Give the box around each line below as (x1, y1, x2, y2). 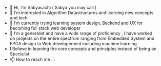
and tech (9, 15, 28, 20)
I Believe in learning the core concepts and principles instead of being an (9, 46, 157, 51)
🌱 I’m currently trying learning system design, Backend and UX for (9, 20, 143, 26)
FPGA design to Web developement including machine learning (9, 41, 137, 46)
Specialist (9, 51, 30, 57)
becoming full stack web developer (9, 25, 80, 31)
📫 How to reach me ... (9, 56, 55, 62)
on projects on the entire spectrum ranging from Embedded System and (9, 35, 155, 41)
